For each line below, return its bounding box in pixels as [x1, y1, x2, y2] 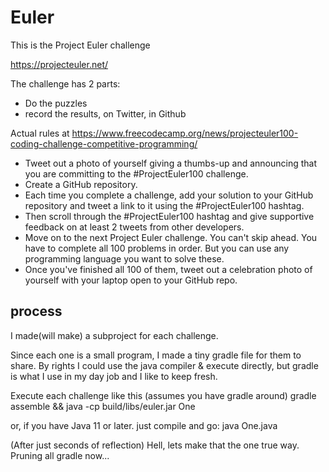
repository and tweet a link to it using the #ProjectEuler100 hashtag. [24, 199, 305, 211]
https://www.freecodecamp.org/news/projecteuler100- [71, 127, 299, 139]
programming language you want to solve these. [24, 252, 225, 265]
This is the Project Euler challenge [10, 39, 151, 51]
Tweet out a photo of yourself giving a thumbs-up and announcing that [24, 157, 318, 169]
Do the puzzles [24, 97, 88, 109]
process [10, 303, 63, 320]
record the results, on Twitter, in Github [24, 107, 187, 120]
